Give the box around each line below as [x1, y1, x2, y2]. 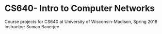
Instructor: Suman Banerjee [4, 23, 59, 29]
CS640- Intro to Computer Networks [4, 3, 155, 14]
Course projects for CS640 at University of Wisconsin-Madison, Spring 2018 [4, 19, 158, 24]
